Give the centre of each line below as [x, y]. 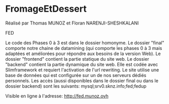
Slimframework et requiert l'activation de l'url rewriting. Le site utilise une [82, 70]
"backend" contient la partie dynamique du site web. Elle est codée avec [82, 64]
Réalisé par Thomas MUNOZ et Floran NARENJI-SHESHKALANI [72, 23]
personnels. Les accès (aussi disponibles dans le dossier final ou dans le [82, 81]
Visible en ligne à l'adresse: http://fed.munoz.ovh [57, 96]
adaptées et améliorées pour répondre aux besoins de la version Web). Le [83, 54]
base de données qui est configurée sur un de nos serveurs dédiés [76, 75]
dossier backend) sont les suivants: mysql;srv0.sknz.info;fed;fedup [76, 86]
